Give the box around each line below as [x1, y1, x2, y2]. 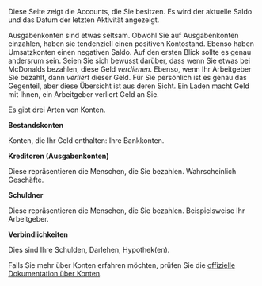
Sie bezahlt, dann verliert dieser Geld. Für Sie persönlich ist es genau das [8, 73, 247, 82]
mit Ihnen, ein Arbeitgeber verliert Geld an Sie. [8, 90, 160, 99]
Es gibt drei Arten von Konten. [8, 105, 106, 114]
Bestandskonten [8, 121, 64, 129]
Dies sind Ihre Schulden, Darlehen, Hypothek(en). [8, 245, 170, 254]
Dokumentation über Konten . [8, 269, 102, 278]
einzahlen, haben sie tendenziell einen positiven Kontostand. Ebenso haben [8, 39, 255, 48]
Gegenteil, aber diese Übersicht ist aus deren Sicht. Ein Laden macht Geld [8, 81, 249, 91]
